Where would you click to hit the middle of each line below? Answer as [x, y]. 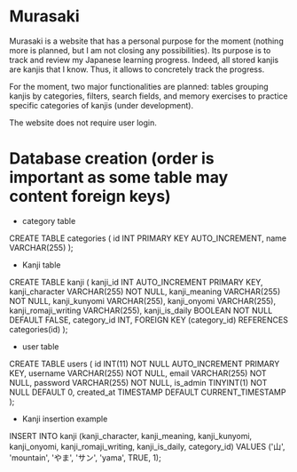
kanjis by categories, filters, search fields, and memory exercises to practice [148, 96]
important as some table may [119, 177]
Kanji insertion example [65, 419]
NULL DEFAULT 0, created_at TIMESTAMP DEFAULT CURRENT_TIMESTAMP [148, 392]
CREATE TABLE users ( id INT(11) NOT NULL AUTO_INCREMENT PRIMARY [145, 364]
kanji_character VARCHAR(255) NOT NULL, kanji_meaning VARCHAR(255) [145, 292]
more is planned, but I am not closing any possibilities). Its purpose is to [140, 50]
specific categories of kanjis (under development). [101, 105]
